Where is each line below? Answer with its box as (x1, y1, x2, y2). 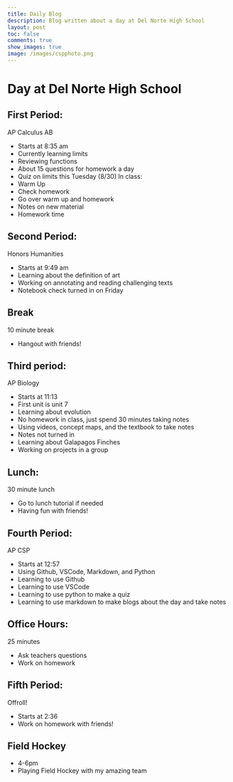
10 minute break (7, 325, 55, 334)
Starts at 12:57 (17, 560, 60, 568)
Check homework (17, 187, 70, 196)
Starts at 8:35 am (17, 142, 69, 150)
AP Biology (7, 379, 40, 387)
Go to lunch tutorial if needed (17, 499, 104, 508)
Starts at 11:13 (17, 392, 58, 401)
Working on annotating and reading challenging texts (17, 278, 173, 287)
